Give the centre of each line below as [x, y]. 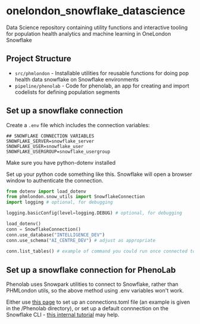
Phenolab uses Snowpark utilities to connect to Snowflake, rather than [92, 284]
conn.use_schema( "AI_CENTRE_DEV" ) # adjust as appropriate [81, 240]
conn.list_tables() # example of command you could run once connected [97, 251]
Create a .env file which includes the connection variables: [78, 125]
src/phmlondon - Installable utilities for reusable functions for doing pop [102, 73]
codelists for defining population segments [67, 92]
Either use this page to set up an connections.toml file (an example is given [98, 302]
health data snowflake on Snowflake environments [76, 79]
